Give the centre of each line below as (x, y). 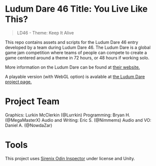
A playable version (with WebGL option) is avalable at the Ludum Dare (75, 76)
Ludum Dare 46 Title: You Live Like (76, 9)
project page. (18, 82)
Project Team (32, 101)
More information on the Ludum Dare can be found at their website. (72, 67)
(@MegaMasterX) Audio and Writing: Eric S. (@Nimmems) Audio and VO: (78, 120)
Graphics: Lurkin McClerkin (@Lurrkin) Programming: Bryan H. (68, 115)
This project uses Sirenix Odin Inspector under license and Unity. (70, 158)
